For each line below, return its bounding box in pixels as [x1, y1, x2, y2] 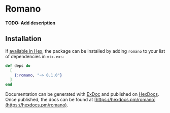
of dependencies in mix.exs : [5, 53, 64, 59]
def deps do [5, 63, 30, 68]
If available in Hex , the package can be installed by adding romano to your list [5, 48, 165, 54]
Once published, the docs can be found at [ [5, 97, 96, 103]
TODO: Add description [5, 20, 56, 26]
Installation [5, 34, 42, 43]
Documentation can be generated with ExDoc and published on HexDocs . [5, 91, 159, 97]
